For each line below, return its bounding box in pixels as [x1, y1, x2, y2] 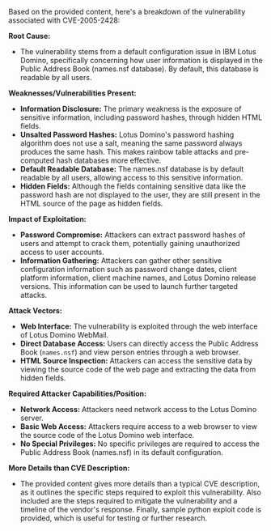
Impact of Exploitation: [8, 215, 87, 223]
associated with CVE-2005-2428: [8, 15, 121, 25]
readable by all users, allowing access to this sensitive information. [19, 173, 243, 182]
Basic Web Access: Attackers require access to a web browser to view [19, 422, 257, 431]
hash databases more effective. [56, 155, 162, 165]
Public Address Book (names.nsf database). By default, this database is [19, 64, 259, 74]
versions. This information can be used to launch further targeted [19, 282, 239, 291]
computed [19, 155, 55, 165]
